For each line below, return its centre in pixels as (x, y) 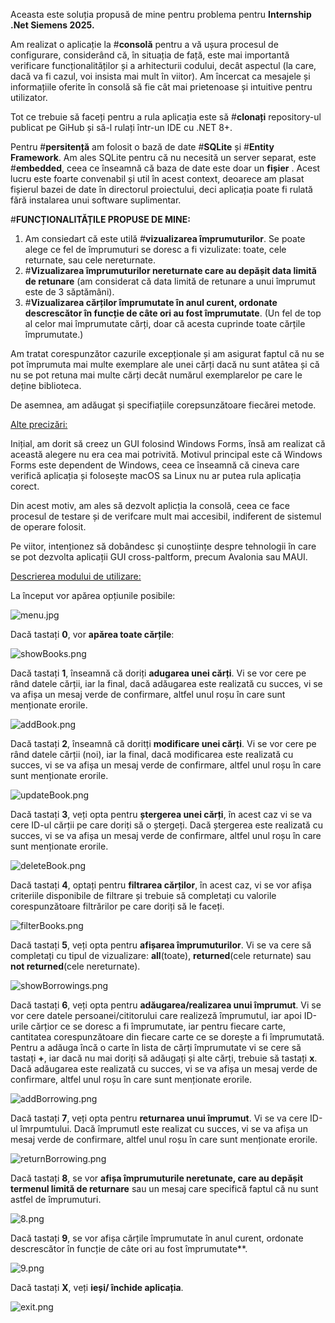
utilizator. (29, 97)
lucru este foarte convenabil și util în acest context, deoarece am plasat (157, 178)
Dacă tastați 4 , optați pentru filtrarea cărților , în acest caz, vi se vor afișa (161, 885)
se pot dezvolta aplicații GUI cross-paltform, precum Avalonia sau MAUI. (159, 557)
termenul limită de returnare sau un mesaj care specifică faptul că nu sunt (164, 1188)
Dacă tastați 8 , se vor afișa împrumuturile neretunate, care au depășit (157, 1178)
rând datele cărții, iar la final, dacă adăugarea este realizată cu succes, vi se (166, 683)
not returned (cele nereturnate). (75, 966)
